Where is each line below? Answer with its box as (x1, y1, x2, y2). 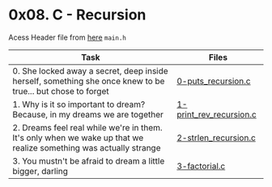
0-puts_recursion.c (176, 75, 251, 87)
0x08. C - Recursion (8, 6, 147, 24)
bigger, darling (12, 165, 69, 176)
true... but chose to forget (12, 85, 109, 96)
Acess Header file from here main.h (8, 32, 127, 42)
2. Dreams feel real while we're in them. (12, 121, 164, 133)
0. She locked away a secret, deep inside (12, 65, 168, 76)
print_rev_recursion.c (176, 108, 257, 120)
